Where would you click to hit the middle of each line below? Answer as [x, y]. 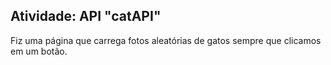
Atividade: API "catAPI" [86, 16]
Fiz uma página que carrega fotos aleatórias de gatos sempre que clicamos [166, 40]
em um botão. [39, 51]
